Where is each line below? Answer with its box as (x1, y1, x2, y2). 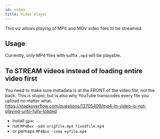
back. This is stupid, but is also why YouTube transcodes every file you (5, 93, 149, 99)
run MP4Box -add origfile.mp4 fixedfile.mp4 (12, 123, 104, 129)
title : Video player (5, 12, 48, 17)
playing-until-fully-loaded (5, 109, 57, 114)
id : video (5, 7, 26, 12)
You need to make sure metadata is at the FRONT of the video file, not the (5, 87, 155, 93)
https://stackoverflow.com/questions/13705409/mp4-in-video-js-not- (5, 103, 147, 109)
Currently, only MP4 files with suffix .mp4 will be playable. (5, 53, 122, 58)
